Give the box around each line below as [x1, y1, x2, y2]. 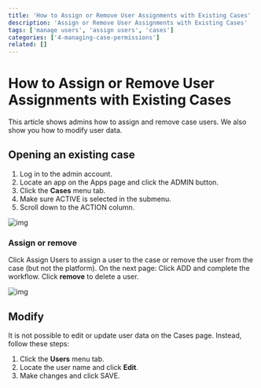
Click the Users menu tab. [19, 354, 105, 364]
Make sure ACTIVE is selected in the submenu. [19, 194, 171, 203]
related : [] [8, 41, 47, 49]
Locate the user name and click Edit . [19, 362, 139, 372]
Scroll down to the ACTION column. [19, 202, 135, 212]
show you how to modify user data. [8, 126, 123, 135]
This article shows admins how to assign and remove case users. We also [8, 117, 247, 126]
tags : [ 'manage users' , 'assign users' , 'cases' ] [8, 26, 175, 34]
